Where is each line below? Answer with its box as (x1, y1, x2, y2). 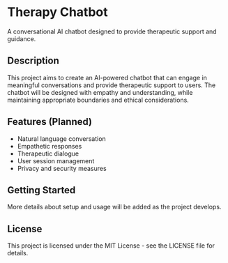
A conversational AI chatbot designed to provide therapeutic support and (7, 27, 218, 36)
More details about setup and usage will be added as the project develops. (7, 203, 222, 211)
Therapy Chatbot (7, 4, 108, 20)
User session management (17, 156, 95, 165)
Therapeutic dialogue (17, 149, 79, 158)
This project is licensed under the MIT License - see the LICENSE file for (7, 241, 215, 250)
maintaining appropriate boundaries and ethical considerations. (7, 96, 190, 104)
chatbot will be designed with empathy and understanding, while (7, 88, 193, 96)
